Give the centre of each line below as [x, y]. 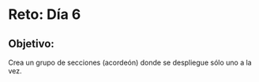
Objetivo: [32, 44]
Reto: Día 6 [45, 15]
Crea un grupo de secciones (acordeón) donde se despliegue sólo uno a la [130, 62]
